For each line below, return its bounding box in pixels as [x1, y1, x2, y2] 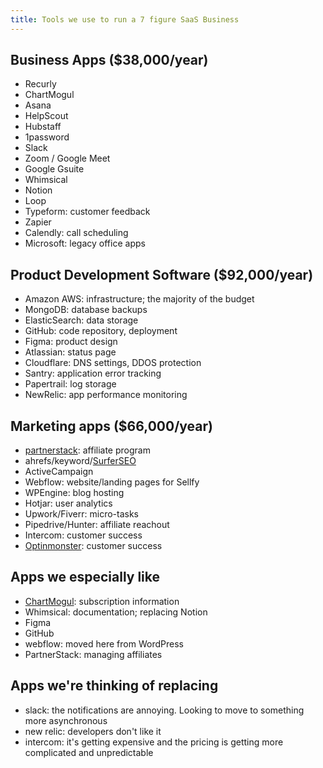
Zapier [24, 216, 52, 228]
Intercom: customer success [24, 529, 143, 541]
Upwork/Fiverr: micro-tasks [24, 508, 139, 520]
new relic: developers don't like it [24, 725, 162, 737]
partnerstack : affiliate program [24, 444, 151, 456]
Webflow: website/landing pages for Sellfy [24, 476, 200, 488]
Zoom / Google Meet [24, 152, 111, 165]
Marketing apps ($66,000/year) [10, 417, 213, 435]
